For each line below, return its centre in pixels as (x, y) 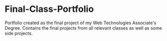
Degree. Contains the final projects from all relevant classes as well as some (83, 28)
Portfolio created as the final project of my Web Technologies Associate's (80, 23)
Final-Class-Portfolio (49, 9)
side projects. (19, 33)
